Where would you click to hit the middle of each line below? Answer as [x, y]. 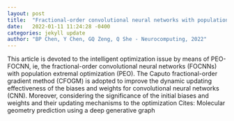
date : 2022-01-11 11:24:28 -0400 [59, 26]
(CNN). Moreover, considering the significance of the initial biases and [108, 96]
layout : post [26, 13]
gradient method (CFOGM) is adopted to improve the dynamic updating [110, 81]
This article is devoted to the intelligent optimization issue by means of [108, 59]
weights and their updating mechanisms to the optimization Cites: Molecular [116, 103]
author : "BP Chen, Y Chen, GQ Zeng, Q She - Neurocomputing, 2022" [107, 39]
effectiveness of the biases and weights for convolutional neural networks [113, 89]
